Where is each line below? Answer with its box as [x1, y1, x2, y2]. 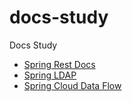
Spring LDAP [23, 69, 77, 81]
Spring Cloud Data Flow [23, 79, 122, 91]
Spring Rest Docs [23, 58, 96, 70]
